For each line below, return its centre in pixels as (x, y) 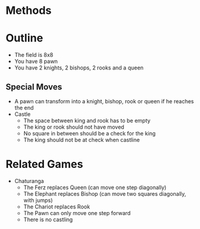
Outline (24, 38)
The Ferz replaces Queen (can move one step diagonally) (95, 187)
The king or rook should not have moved (74, 127)
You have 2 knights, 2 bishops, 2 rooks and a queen (79, 68)
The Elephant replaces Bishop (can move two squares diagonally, (105, 193)
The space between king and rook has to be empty (87, 120)
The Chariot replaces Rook (56, 207)
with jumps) (38, 200)
